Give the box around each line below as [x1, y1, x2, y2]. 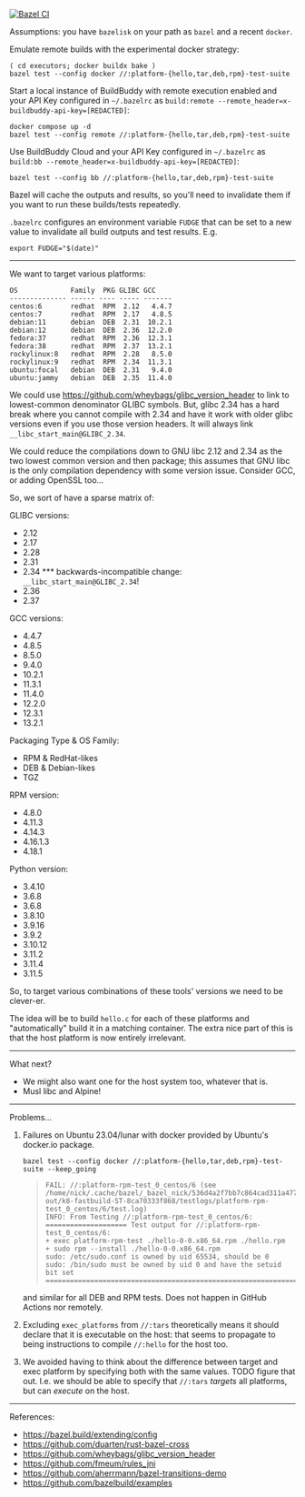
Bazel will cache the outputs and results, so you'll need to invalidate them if [9, 189, 291, 200]
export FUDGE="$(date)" [9, 244, 100, 253]
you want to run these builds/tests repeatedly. [9, 199, 182, 209]
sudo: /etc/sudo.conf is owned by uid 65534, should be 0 [44, 1252, 270, 1261]
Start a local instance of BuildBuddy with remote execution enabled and [9, 85, 277, 95]
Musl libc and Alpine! [22, 1086, 102, 1096]
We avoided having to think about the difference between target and [22, 1356, 279, 1367]
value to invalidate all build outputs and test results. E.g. [9, 226, 218, 236]
